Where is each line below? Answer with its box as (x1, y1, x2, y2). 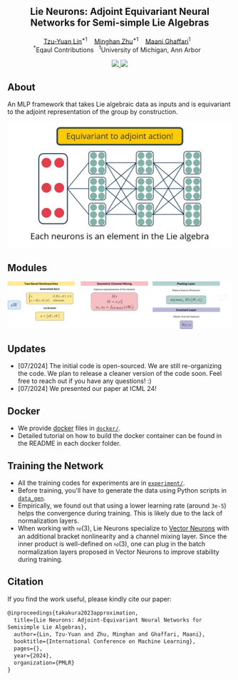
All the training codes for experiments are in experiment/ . (17, 478, 185, 487)
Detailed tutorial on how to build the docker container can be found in (17, 431, 222, 440)
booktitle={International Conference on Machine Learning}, (14, 637, 196, 645)
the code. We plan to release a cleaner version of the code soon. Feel (17, 370, 222, 378)
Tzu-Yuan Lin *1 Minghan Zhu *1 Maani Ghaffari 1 (43, 36, 191, 46)
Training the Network (7, 459, 104, 472)
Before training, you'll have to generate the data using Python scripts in (17, 486, 227, 494)
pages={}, (14, 644, 43, 652)
